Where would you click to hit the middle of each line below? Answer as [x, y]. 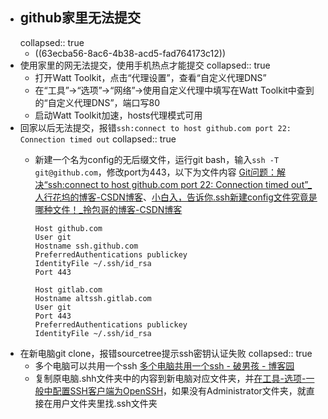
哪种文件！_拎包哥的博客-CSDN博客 [108, 209]
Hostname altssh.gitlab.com [93, 298]
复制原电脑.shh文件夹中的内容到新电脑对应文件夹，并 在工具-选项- [170, 378]
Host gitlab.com [68, 289]
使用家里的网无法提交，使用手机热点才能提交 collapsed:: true [145, 65]
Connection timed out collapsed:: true [98, 139]
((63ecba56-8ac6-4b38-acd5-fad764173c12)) [130, 53]
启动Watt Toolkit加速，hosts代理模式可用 [118, 115]
